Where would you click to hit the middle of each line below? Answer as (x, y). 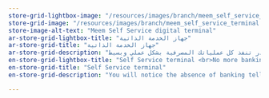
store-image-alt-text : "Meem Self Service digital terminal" (112, 30)
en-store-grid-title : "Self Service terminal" (87, 68)
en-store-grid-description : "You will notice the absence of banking (127, 75)
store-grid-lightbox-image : (55, 16)
